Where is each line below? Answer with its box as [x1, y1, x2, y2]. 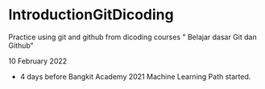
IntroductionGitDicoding [8, 6, 175, 24]
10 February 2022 [8, 56, 68, 66]
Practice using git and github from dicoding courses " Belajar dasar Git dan [8, 32, 257, 42]
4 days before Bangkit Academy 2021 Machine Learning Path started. [19, 71, 251, 81]
